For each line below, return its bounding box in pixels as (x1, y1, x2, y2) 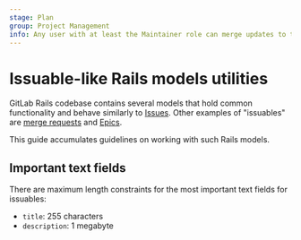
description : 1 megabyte (21, 220, 114, 231)
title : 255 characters (21, 211, 104, 222)
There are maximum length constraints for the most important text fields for (9, 184, 288, 195)
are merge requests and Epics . (9, 117, 123, 128)
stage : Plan (9, 13, 54, 22)
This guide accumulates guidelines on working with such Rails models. (9, 134, 271, 145)
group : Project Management (9, 21, 110, 30)
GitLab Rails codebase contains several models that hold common (9, 98, 253, 108)
